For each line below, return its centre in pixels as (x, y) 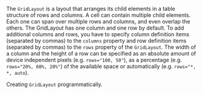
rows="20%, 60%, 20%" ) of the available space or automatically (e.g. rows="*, (101, 66)
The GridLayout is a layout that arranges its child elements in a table (91, 9)
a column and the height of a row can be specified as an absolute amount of (101, 53)
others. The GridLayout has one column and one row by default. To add (95, 28)
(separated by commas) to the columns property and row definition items (96, 41)
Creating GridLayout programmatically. (54, 84)
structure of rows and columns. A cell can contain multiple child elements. (99, 15)
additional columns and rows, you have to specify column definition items (98, 34)
